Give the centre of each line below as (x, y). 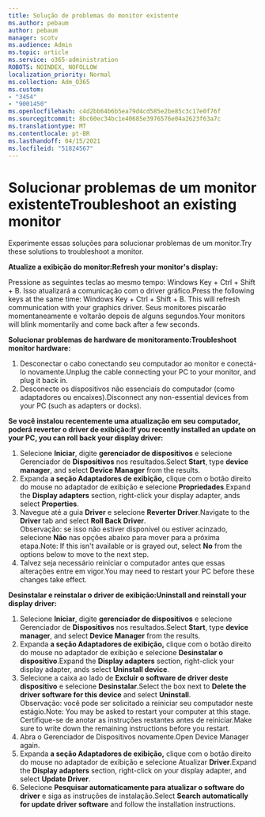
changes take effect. (53, 580)
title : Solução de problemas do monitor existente (93, 15)
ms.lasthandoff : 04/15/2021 (55, 141)
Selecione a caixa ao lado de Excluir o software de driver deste (124, 678)
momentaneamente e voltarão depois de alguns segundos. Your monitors (127, 316)
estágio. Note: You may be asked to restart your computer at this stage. (135, 712)
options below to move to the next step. (84, 554)
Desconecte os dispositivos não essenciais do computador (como (127, 389)
